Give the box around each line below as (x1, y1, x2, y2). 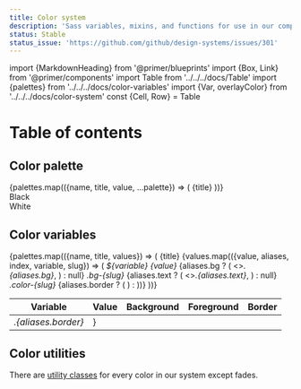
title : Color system (9, 13, 87, 22)
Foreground (187, 301, 239, 314)
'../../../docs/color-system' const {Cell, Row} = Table (9, 91, 201, 102)
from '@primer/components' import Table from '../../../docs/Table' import (9, 73, 278, 83)
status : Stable (9, 30, 66, 39)
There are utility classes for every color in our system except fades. (9, 369, 258, 381)
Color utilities (9, 346, 86, 361)
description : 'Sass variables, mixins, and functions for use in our (9, 22, 275, 30)
